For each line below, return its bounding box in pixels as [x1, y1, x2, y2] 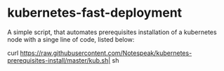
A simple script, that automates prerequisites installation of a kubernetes [7, 28, 217, 36]
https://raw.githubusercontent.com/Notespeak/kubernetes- [20, 49, 192, 57]
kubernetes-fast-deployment [7, 5, 183, 21]
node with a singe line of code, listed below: [7, 35, 135, 43]
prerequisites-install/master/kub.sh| [7, 56, 111, 64]
